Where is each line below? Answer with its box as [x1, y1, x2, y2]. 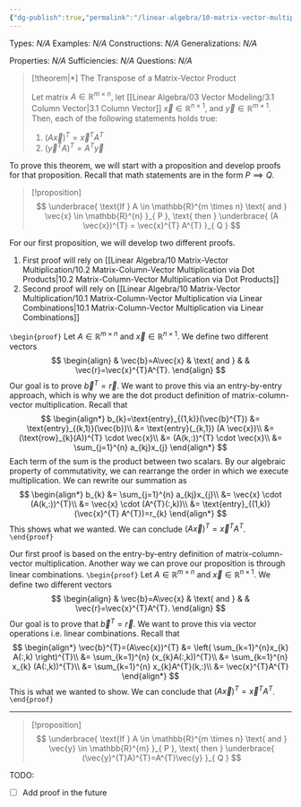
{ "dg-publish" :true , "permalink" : [9, 13, 134, 22]
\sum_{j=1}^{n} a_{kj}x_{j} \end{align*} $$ [73, 441, 228, 453]
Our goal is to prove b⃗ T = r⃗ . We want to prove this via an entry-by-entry [9, 378, 282, 391]
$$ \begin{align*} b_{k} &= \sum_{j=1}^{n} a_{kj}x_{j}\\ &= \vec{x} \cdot [19, 489, 282, 499]
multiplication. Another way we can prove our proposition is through [34, 558, 286, 569]
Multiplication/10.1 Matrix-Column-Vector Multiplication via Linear [21, 293, 262, 304]
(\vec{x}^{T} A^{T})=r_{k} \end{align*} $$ [73, 508, 228, 518]
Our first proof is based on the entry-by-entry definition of [9, 549, 224, 560]
